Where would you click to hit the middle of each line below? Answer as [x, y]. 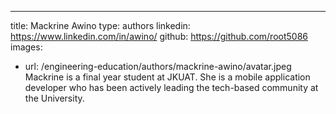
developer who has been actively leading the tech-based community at [171, 87]
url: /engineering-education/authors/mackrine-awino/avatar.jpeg [158, 66]
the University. [54, 98]
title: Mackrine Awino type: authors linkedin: [100, 25]
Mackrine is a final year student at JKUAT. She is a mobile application [167, 77]
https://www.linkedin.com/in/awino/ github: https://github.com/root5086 [159, 36]
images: [26, 47]
